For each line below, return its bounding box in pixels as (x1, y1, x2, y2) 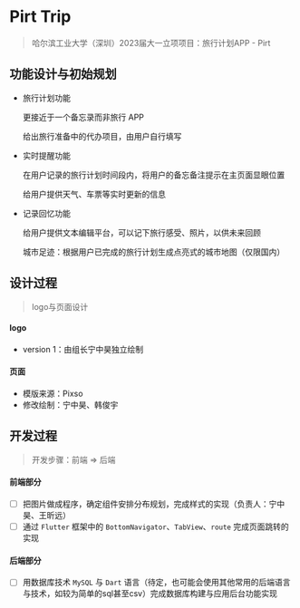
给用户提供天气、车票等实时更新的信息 (22, 188, 166, 199)
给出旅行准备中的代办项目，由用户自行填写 (22, 130, 182, 141)
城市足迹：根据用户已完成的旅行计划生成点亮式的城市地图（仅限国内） (22, 246, 285, 257)
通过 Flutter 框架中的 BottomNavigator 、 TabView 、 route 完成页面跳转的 (22, 521, 289, 532)
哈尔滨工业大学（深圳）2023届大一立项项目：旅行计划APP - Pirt (31, 37, 271, 48)
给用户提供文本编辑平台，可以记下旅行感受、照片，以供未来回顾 (22, 227, 261, 237)
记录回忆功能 (22, 207, 71, 218)
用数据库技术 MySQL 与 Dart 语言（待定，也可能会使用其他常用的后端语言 (22, 577, 291, 588)
